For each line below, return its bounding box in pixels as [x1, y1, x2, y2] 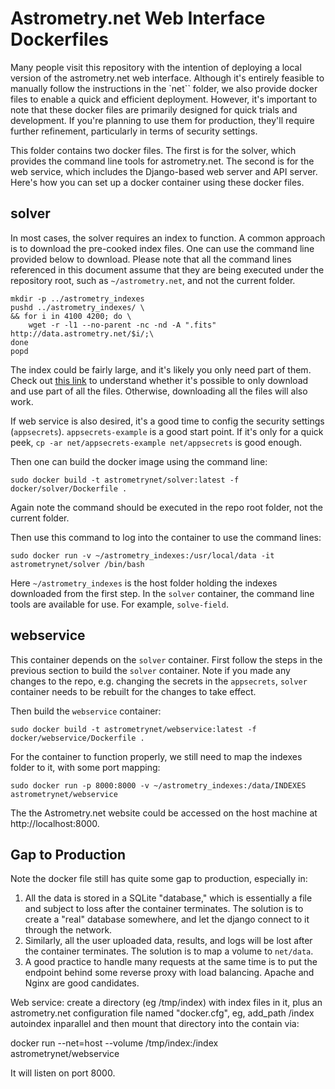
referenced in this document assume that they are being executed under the [10, 263, 325, 276]
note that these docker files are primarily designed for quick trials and [10, 103, 298, 116]
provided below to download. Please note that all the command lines [10, 253, 292, 265]
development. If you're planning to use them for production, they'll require [10, 114, 315, 126]
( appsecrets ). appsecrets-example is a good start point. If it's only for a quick [10, 425, 324, 437]
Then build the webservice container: [10, 705, 162, 717]
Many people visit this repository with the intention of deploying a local [10, 61, 302, 73]
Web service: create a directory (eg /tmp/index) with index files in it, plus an [10, 997, 323, 1009]
